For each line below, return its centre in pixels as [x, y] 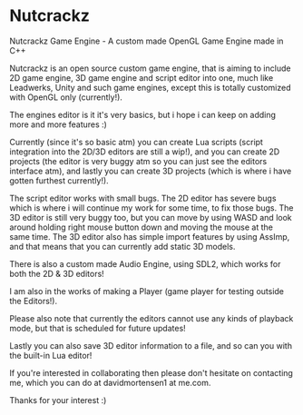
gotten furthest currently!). [59, 180]
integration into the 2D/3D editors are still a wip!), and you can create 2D [145, 152]
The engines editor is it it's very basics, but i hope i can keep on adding [143, 114]
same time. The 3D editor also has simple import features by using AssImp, [150, 236]
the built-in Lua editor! [51, 355]
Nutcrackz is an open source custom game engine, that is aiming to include [150, 68]
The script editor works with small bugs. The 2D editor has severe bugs [143, 198]
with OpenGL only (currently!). [66, 97]
